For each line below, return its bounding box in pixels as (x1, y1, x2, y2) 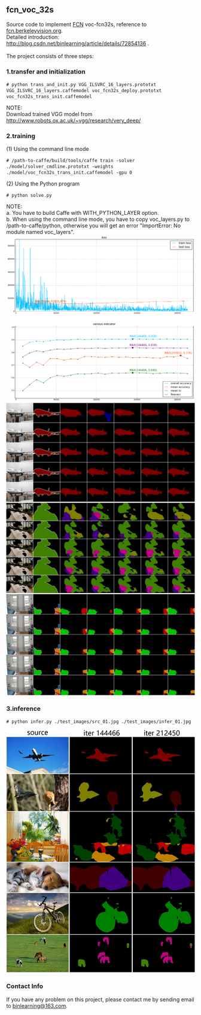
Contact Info (6, 982, 44, 990)
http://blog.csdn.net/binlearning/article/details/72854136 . (6, 39, 150, 47)
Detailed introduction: (6, 33, 60, 41)
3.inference (6, 704, 41, 713)
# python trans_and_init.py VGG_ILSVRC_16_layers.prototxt (6, 82, 157, 88)
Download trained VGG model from (6, 111, 93, 118)
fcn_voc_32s (6, 5, 54, 15)
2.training (6, 132, 36, 140)
